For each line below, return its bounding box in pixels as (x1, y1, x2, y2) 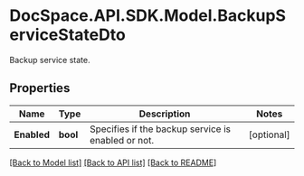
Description (138, 107, 191, 120)
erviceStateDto (9, 24, 127, 45)
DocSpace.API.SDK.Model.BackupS (9, 5, 287, 26)
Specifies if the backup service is (89, 123, 232, 135)
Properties (9, 80, 71, 96)
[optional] (248, 128, 290, 141)
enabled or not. (89, 134, 155, 146)
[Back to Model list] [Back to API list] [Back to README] (9, 157, 217, 168)
